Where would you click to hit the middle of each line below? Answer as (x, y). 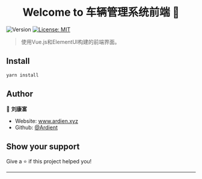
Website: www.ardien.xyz (46, 121)
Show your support (43, 146)
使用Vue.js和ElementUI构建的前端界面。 (70, 42)
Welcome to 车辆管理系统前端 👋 (101, 12)
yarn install (23, 75)
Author (20, 94)
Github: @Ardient (36, 128)
